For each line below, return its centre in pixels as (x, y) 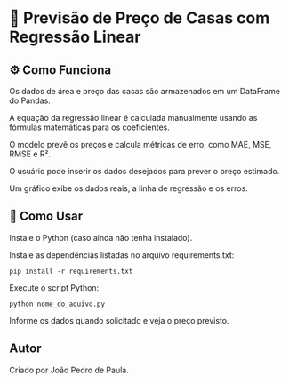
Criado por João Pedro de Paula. (69, 370)
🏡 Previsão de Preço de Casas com (140, 18)
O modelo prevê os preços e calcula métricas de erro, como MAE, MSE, (140, 144)
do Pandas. (30, 100)
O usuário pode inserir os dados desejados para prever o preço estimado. (144, 171)
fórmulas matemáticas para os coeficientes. (90, 127)
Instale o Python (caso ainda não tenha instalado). (101, 237)
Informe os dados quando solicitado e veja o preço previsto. (119, 320)
